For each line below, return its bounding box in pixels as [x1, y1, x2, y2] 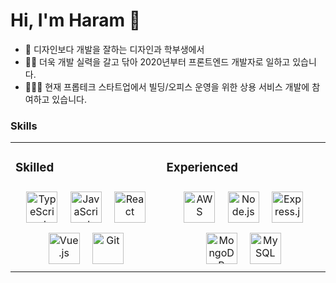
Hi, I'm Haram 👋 [10, 9, 142, 32]
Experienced [166, 160, 239, 176]
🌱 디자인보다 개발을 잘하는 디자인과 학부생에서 [24, 43, 205, 55]
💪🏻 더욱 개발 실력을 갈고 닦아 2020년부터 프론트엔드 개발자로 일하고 [24, 55, 291, 68]
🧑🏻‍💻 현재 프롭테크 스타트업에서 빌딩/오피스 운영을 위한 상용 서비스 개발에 [24, 80, 310, 93]
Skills [10, 119, 38, 133]
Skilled [15, 160, 55, 176]
